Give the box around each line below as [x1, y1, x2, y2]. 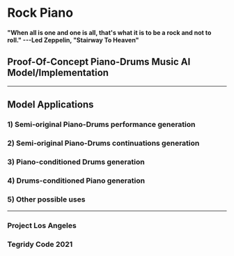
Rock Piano [7, 5, 74, 21]
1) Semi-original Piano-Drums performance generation [7, 119, 196, 129]
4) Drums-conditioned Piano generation [7, 176, 145, 186]
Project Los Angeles [7, 220, 77, 230]
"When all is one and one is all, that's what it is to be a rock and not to [7, 28, 212, 36]
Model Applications [7, 98, 94, 110]
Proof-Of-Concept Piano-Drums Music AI [7, 56, 191, 68]
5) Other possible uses [7, 194, 86, 204]
